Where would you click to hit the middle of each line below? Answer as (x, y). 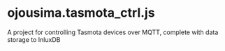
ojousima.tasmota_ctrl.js (81, 13)
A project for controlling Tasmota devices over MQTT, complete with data (113, 32)
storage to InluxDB (34, 39)
